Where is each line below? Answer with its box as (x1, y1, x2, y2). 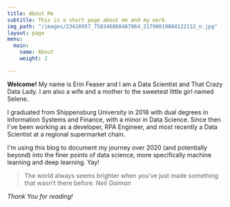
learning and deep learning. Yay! (7, 158, 100, 166)
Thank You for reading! (7, 192, 73, 200)
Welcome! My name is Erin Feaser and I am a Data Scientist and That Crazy (7, 80, 223, 88)
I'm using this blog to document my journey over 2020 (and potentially (7, 143, 207, 152)
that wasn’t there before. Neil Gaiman (23, 179, 131, 187)
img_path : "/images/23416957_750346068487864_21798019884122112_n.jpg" (7, 23, 218, 30)
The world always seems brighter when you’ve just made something (23, 171, 219, 179)
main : (13, 42, 30, 49)
